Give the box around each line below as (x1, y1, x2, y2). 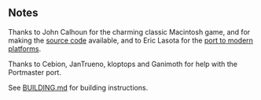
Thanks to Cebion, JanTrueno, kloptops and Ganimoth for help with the (8, 59, 238, 69)
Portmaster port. (8, 67, 61, 77)
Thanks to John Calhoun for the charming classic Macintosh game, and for (8, 27, 251, 36)
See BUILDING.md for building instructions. (8, 83, 149, 92)
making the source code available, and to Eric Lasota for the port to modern (8, 35, 254, 45)
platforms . (8, 43, 42, 54)
